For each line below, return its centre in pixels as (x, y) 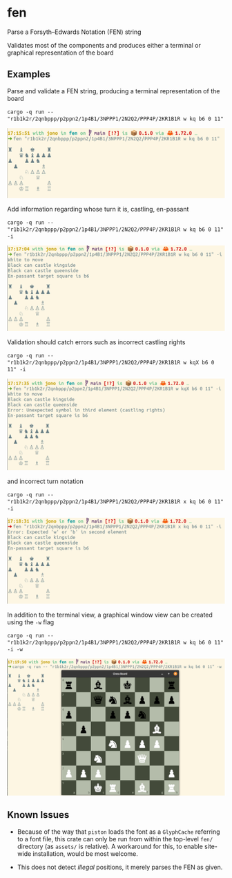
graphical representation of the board (60, 53)
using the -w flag (31, 622)
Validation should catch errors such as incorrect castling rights (96, 342)
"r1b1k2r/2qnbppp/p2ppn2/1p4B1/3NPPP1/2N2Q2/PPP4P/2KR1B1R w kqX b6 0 (111, 363)
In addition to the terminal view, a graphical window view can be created (110, 615)
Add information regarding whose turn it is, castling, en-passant (98, 209)
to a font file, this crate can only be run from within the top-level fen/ (115, 839)
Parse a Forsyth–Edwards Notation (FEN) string (74, 32)
